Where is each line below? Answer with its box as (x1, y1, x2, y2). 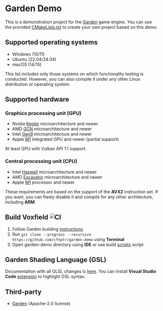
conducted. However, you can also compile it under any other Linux (5, 76, 141, 82)
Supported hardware (5, 95, 70, 104)
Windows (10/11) (12, 51, 45, 57)
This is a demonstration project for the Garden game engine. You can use (5, 19, 152, 25)
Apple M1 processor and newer (12, 179, 75, 185)
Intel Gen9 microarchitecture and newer (12, 131, 92, 137)
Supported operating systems (5, 38, 98, 47)
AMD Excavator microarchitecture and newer (12, 174, 103, 180)
